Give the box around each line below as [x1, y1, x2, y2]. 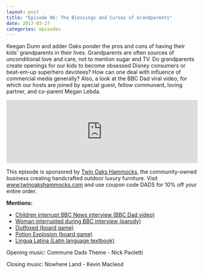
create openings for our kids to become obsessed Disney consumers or [6, 62, 186, 69]
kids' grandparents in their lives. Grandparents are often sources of [6, 49, 174, 57]
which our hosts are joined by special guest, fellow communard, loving [6, 82, 183, 89]
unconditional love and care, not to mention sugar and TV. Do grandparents [6, 55, 195, 63]
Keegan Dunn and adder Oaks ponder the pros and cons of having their [6, 43, 185, 50]
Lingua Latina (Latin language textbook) [15, 237, 115, 244]
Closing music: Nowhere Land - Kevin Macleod [6, 261, 124, 268]
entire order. [6, 188, 38, 195]
